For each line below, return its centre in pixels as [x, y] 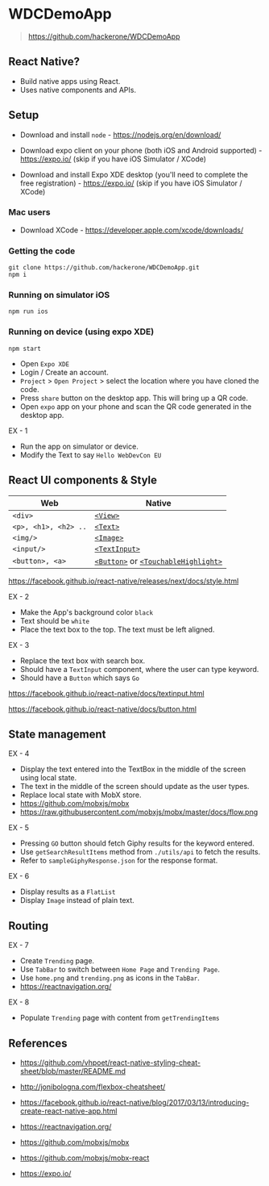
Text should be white [55, 620]
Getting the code [42, 251]
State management [57, 734]
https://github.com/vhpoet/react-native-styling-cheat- [110, 1063]
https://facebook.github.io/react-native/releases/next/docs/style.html [124, 581]
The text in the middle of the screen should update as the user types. [134, 787]
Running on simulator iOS [59, 295]
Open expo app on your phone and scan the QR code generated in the [136, 406]
